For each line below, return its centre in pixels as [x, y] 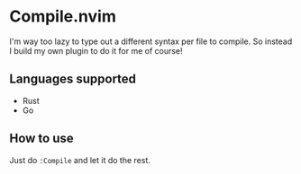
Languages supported [73, 79]
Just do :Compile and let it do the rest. [80, 160]
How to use [41, 139]
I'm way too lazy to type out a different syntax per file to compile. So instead [151, 41]
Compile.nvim [63, 17]
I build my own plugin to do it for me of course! [96, 50]
